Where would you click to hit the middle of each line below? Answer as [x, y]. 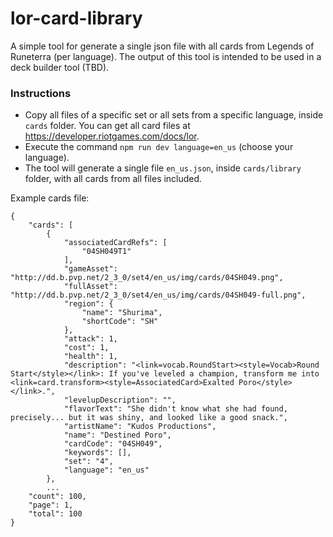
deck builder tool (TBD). [60, 67]
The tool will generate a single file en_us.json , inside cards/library [163, 168]
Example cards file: [50, 198]
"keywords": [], [97, 453]
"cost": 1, [86, 348]
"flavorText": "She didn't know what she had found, [175, 409]
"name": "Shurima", [122, 313]
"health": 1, [90, 357]
